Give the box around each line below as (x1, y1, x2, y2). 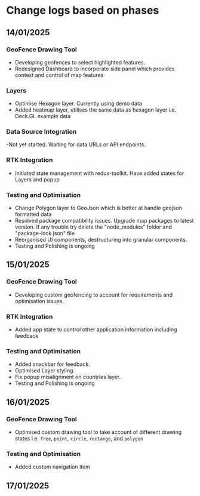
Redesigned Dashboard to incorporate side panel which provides (14, 65, 175, 72)
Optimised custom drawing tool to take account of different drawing (14, 429, 182, 436)
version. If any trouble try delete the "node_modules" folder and (14, 223, 172, 230)
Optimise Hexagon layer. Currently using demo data (14, 100, 142, 107)
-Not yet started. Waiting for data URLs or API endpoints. (6, 141, 146, 148)
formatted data (14, 211, 52, 218)
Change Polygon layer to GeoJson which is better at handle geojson (14, 204, 183, 212)
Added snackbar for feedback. (14, 361, 91, 368)
